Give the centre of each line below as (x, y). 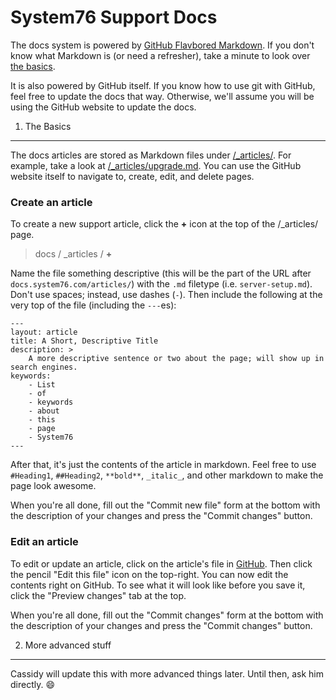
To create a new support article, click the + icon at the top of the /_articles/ (164, 224)
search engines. (44, 367)
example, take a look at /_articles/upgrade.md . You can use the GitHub (156, 165)
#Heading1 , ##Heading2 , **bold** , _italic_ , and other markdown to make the (167, 475)
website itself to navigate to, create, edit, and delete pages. (132, 176)
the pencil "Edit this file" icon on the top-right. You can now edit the (149, 574)
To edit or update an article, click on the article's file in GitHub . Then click (161, 563)
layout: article (44, 332)
